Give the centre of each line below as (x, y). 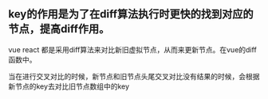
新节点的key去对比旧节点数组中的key (69, 86)
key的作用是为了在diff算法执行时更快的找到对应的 (131, 14)
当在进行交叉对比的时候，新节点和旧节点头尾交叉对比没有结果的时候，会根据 (134, 76)
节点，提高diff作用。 (59, 29)
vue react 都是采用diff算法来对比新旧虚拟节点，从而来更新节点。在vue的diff (132, 49)
